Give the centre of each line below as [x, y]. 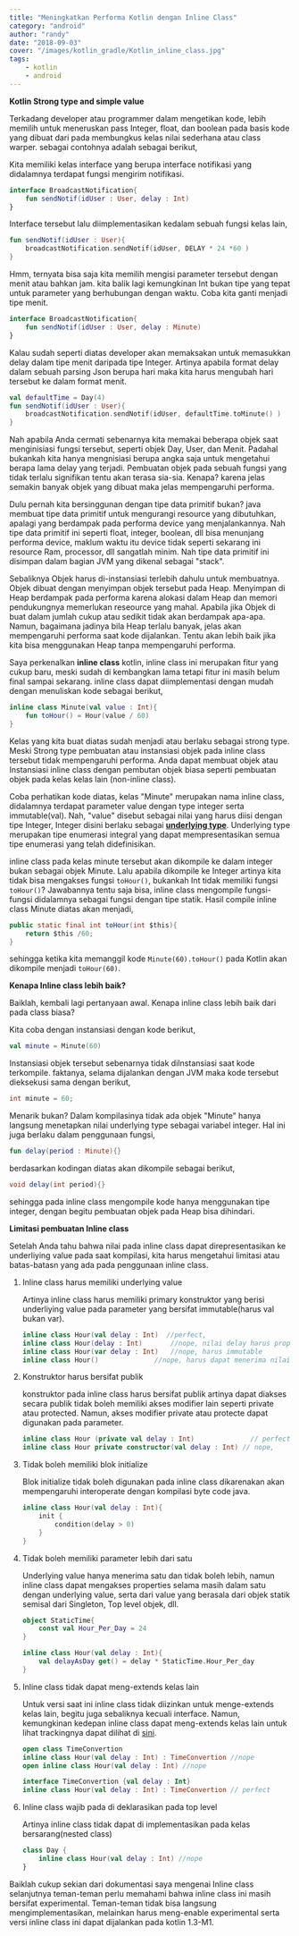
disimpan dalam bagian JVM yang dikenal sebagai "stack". [117, 562]
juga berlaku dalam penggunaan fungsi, [83, 1135]
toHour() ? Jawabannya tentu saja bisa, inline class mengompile [126, 890]
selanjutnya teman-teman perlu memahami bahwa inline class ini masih [140, 1893]
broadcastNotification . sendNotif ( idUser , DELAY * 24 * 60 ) [137, 249]
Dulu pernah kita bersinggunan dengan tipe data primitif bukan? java [135, 504]
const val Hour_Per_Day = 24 [93, 1628]
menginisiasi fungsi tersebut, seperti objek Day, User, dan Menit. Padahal [144, 449]
